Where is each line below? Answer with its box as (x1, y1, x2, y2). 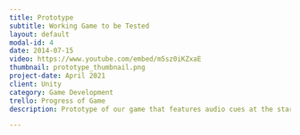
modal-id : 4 (9, 38, 54, 47)
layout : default (9, 30, 70, 38)
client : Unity (9, 80, 62, 89)
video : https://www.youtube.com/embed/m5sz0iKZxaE (9, 55, 202, 63)
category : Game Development (9, 88, 114, 97)
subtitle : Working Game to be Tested (9, 21, 150, 30)
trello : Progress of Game (9, 96, 105, 105)
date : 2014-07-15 (9, 46, 74, 55)
